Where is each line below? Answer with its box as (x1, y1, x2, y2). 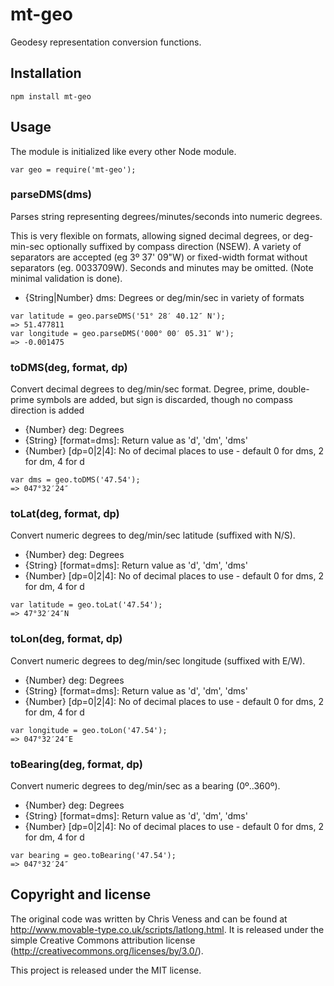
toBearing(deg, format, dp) (10, 757, 143, 771)
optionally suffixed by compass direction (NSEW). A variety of (46, 240, 302, 252)
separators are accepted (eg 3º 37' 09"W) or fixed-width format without (10, 251, 308, 263)
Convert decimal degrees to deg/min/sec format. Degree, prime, (10, 383, 275, 395)
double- (276, 383, 310, 395)
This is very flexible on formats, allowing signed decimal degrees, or (10, 229, 292, 242)
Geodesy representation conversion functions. (10, 36, 202, 48)
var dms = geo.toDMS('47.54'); (10, 475, 141, 485)
